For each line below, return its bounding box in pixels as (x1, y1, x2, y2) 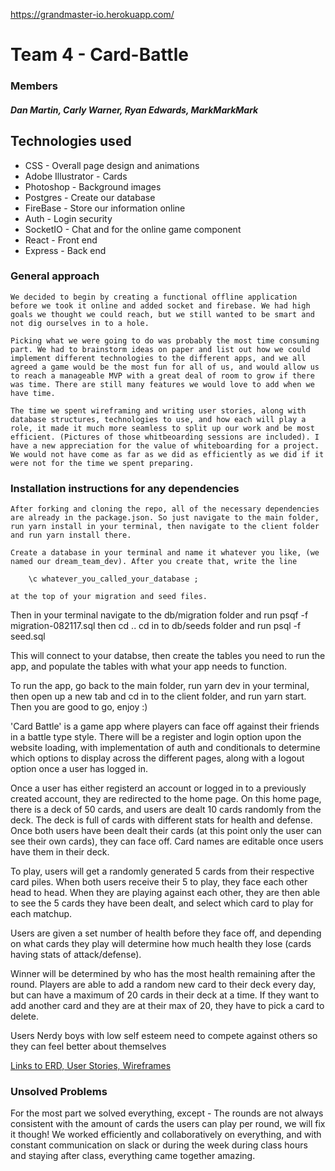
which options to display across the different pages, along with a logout (10, 752, 305, 764)
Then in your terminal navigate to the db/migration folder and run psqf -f (10, 609, 309, 621)
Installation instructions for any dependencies (10, 481, 240, 495)
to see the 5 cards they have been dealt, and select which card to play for (10, 897, 314, 909)
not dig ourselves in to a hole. (10, 318, 150, 328)
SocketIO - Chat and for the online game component (24, 223, 242, 235)
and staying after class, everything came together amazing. (10, 1150, 256, 1162)
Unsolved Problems (10, 1085, 108, 1099)
